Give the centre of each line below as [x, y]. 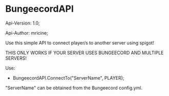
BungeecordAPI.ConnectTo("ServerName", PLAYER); [68, 78]
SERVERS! [16, 58]
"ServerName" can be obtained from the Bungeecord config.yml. [74, 88]
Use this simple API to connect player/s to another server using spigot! [80, 43]
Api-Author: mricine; [27, 33]
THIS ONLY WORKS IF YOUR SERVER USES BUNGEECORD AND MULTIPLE [84, 53]
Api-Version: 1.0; [23, 23]
